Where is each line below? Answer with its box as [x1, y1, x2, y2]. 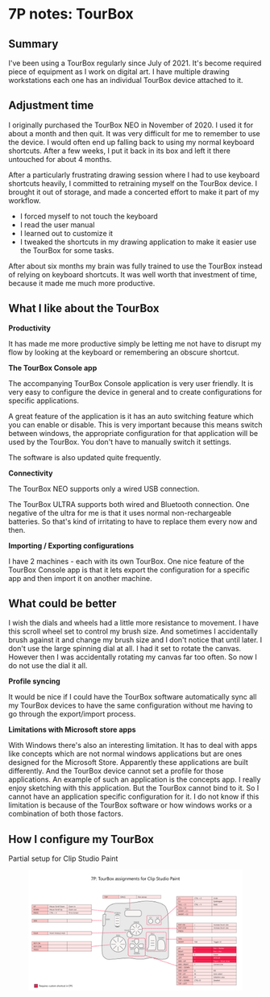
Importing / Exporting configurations [8, 541, 135, 550]
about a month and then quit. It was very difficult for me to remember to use [8, 128, 260, 138]
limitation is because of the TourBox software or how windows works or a [8, 800, 252, 810]
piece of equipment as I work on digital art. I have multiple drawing [8, 67, 230, 77]
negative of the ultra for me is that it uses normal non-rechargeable [8, 508, 232, 517]
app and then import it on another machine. [8, 573, 152, 583]
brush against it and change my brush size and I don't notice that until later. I [8, 635, 263, 645]
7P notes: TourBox [8, 5, 135, 23]
